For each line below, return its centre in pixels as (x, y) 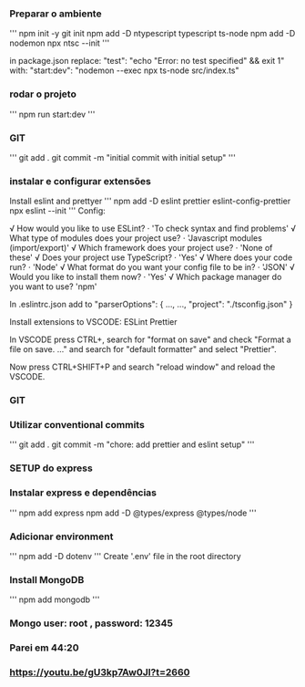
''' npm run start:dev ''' (52, 114)
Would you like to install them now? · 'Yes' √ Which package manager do (146, 277)
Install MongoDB (47, 579)
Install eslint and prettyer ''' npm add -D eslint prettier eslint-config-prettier (150, 201)
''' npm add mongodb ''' (55, 599)
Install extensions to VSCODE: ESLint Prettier (93, 322)
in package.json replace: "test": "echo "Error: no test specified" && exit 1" (147, 61)
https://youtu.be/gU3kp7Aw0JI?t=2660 (100, 671)
